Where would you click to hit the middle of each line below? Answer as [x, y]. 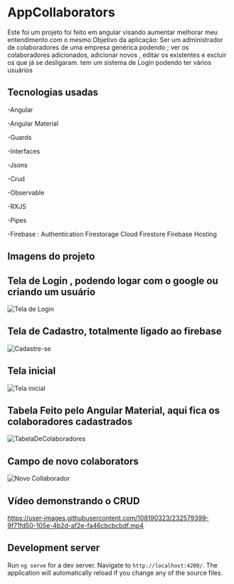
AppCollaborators [61, 12]
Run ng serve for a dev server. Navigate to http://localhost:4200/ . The [113, 565]
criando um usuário [52, 292]
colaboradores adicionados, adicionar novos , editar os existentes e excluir [117, 55]
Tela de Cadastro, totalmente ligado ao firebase [115, 331]
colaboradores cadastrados [70, 421]
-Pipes [17, 220]
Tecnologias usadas [53, 92]
